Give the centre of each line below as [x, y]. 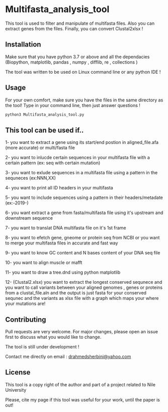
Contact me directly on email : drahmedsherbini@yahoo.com [68, 356]
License [18, 372]
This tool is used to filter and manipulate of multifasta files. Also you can [80, 23]
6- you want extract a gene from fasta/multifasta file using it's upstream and [84, 213]
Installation [23, 45]
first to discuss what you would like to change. [53, 337]
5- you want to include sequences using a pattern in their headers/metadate [84, 197]
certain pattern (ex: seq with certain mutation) [53, 163]
